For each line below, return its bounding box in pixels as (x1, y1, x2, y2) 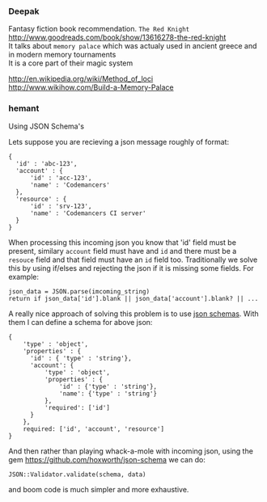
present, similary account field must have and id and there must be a (8, 246, 237, 255)
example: (8, 272, 39, 281)
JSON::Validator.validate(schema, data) (8, 470, 147, 479)
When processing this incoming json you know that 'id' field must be (8, 237, 237, 247)
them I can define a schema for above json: (8, 317, 153, 327)
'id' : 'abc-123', (15, 159, 78, 167)
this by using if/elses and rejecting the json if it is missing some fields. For (8, 263, 255, 272)
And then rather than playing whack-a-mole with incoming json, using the (8, 446, 253, 456)
